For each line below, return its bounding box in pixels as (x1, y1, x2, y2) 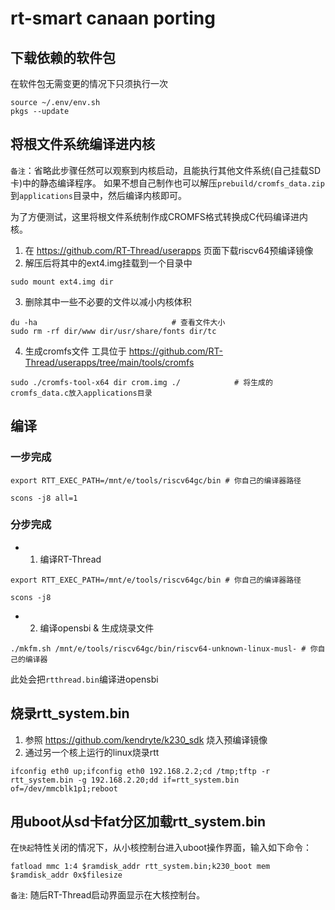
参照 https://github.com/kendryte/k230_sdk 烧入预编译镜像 (24, 733, 268, 746)
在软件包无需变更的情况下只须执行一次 (10, 78, 168, 89)
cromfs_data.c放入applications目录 (10, 388, 153, 398)
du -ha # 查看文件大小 (10, 317, 226, 327)
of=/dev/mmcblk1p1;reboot (10, 783, 118, 794)
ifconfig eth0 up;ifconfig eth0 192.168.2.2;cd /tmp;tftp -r (10, 766, 271, 776)
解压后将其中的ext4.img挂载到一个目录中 (24, 257, 193, 269)
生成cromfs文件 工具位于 (24, 345, 127, 357)
